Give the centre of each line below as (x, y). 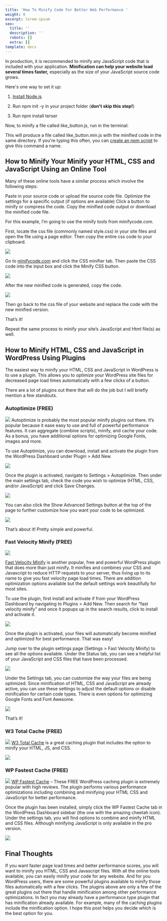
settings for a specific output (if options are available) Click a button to (78, 201)
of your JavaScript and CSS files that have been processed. (67, 659)
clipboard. (15, 242)
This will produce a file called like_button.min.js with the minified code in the (83, 135)
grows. (12, 77)
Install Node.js (27, 96)
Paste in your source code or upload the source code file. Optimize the (78, 196)
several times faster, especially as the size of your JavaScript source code (82, 72)
